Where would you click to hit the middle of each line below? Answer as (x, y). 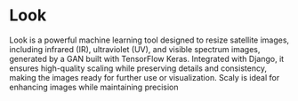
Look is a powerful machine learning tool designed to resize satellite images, (149, 40)
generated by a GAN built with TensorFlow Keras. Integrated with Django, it (147, 58)
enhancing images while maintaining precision (94, 87)
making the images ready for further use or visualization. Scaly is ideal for (145, 77)
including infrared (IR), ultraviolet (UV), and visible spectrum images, (135, 49)
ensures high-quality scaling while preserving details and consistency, (138, 68)
